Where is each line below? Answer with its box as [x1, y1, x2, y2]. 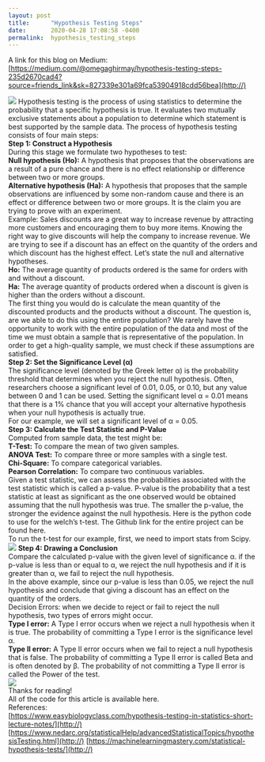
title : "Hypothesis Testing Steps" [8, 19, 144, 27]
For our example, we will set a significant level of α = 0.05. [8, 416, 199, 426]
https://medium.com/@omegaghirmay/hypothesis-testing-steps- [10, 64, 223, 74]
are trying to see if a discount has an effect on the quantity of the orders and [8, 240, 258, 249]
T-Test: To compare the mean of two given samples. [8, 442, 180, 451]
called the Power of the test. [8, 669, 100, 679]
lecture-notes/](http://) [8, 719, 83, 729]
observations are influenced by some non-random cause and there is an [8, 189, 244, 199]
